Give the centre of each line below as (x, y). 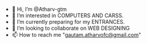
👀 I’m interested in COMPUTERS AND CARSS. (68, 15)
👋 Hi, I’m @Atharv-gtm (39, 9)
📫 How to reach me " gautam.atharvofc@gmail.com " (76, 35)
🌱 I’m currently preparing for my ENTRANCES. (68, 22)
